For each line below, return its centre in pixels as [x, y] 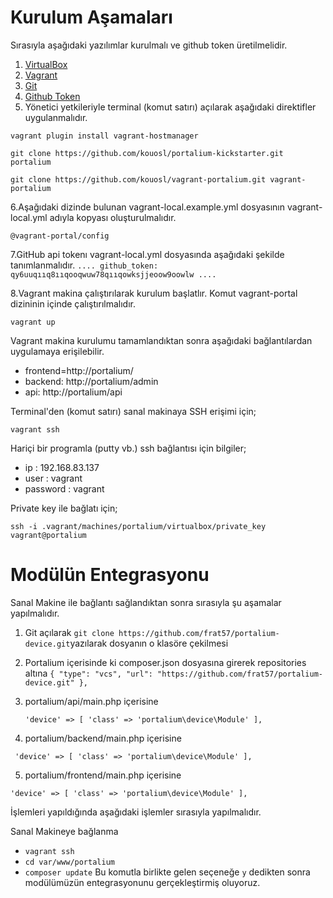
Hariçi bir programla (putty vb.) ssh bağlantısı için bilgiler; [128, 448]
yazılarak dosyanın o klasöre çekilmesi [149, 643]
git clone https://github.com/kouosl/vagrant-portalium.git [138, 179]
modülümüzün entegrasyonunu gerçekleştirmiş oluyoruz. [142, 882]
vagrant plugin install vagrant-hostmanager [104, 136]
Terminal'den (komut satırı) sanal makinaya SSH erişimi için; [133, 411]
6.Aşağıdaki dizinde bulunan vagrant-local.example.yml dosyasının [148, 207]
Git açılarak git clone [69, 632]
